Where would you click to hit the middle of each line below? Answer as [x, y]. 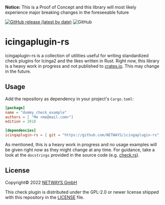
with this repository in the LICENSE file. [45, 197]
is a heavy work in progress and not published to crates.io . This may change [82, 66]
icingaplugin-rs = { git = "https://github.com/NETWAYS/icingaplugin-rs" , [83, 135]
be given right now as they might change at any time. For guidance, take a [80, 150]
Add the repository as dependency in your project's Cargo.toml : [69, 99]
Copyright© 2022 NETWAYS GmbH [41, 182]
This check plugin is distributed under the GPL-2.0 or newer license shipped [82, 192]
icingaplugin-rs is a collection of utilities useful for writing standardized [77, 55]
